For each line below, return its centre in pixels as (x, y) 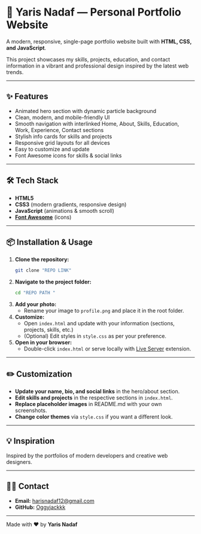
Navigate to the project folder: (53, 282)
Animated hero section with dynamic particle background (86, 111)
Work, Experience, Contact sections (59, 130)
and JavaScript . (26, 48)
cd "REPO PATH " (35, 293)
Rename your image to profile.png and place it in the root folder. (104, 311)
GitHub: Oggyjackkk (40, 507)
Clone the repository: (42, 260)
